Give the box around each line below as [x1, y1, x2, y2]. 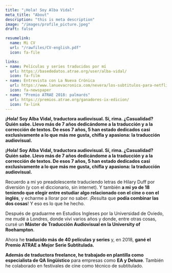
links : [5, 59, 19, 64]
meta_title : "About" [5, 12, 50, 17]
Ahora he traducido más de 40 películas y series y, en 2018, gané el [5, 237, 151, 243]
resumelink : [5, 36, 31, 41]
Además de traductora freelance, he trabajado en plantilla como [5, 252, 144, 258]
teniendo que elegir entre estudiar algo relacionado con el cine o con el [5, 190, 160, 196]
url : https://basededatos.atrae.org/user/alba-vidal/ [10, 68, 127, 74]
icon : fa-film [10, 73, 40, 79]
